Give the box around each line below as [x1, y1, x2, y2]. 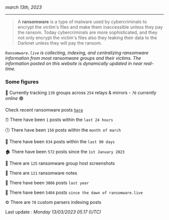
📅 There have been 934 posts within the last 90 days [5, 139, 115, 145]
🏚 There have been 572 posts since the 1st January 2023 [5, 149, 125, 155]
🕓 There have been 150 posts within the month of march [5, 127, 121, 133]
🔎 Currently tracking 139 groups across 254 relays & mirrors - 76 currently [5, 90, 157, 96]
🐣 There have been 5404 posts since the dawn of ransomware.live [5, 189, 143, 195]
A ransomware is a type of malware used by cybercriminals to [17, 19, 147, 25]
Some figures [5, 78, 39, 85]
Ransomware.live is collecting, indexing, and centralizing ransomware [5, 50, 149, 56]
